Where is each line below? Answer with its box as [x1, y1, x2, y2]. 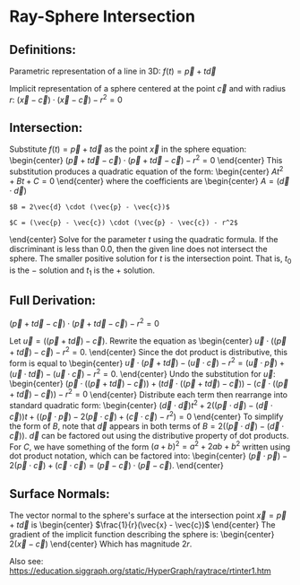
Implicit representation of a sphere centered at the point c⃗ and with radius [9, 83, 287, 93]
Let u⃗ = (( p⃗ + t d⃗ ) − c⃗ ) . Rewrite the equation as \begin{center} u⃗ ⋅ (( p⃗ [9, 335, 287, 346]
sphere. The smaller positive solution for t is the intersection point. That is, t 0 [9, 253, 292, 266]
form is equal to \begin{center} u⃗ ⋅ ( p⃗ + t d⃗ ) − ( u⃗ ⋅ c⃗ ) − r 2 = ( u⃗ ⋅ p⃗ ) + [9, 356, 285, 369]
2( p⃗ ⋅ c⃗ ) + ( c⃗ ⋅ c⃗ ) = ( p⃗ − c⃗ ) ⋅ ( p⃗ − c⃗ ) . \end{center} [9, 460, 224, 471]
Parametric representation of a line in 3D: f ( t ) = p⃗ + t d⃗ [9, 65, 217, 76]
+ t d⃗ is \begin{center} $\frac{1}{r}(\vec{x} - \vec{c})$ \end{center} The [9, 520, 276, 530]
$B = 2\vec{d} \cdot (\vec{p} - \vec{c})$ [9, 202, 170, 212]
